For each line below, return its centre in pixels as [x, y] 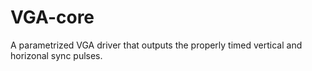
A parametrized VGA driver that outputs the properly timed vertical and [156, 45]
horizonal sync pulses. [56, 55]
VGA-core [52, 17]
